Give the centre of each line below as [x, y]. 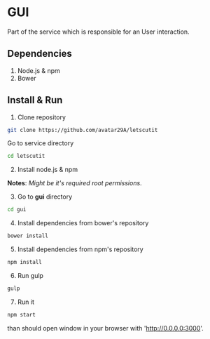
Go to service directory [41, 143]
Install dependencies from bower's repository [83, 223]
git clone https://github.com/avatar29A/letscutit [83, 130]
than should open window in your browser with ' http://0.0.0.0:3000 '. [106, 328]
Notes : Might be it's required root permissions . [75, 183]
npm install [24, 262]
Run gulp [30, 275]
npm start [22, 314]
